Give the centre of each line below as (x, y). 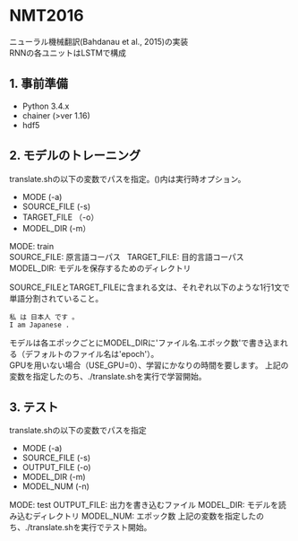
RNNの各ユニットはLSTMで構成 (68, 52)
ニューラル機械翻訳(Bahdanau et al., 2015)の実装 (99, 41)
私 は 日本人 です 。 (44, 317)
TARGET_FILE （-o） (60, 217)
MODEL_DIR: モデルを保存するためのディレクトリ (100, 268)
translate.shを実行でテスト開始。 (91, 528)
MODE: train (32, 246)
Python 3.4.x (46, 106)
